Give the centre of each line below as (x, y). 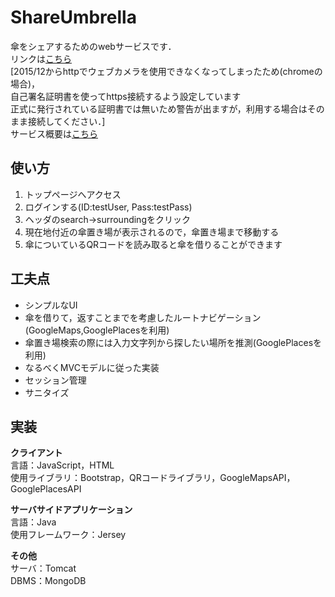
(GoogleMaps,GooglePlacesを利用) (97, 330)
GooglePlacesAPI (46, 489)
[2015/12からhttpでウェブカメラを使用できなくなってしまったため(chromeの (166, 71)
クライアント (36, 453)
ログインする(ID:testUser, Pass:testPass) (108, 207)
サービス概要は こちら (54, 133)
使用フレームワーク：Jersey (68, 535)
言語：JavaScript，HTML (62, 465)
